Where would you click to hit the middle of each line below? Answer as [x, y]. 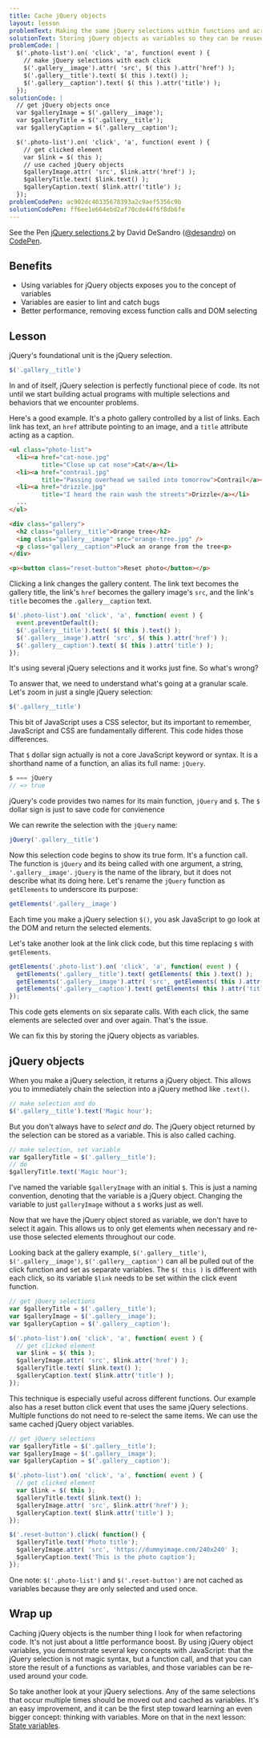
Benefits [31, 266]
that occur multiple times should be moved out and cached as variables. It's [134, 1699]
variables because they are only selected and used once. [103, 1588]
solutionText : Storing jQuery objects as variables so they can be [124, 38]
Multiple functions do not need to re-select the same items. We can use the [133, 1415]
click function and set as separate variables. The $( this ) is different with [133, 1270]
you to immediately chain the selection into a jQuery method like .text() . [129, 1089]
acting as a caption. [42, 435]
